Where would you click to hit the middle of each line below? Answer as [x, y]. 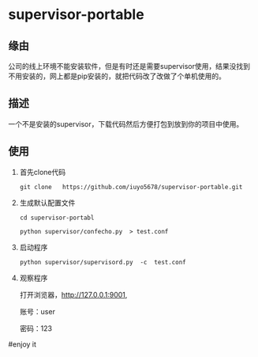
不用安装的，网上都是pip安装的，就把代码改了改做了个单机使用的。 [117, 76]
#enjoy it [22, 344]
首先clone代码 [43, 172]
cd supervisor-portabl [57, 218]
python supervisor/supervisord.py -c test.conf [103, 262]
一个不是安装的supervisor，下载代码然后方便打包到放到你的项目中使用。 [126, 123]
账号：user [37, 311]
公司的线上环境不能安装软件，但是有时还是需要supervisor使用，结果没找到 [129, 66]
